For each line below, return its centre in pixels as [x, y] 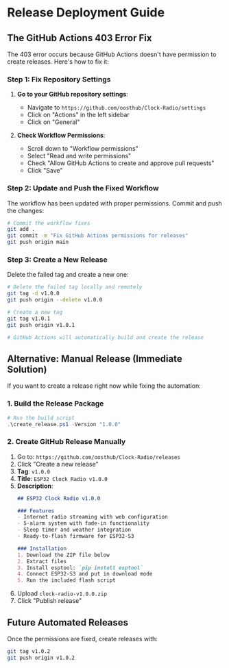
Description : [35, 486]
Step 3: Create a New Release [57, 260]
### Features [36, 511]
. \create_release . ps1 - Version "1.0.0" [64, 424]
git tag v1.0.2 [29, 651]
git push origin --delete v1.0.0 [55, 300]
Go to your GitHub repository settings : [72, 95]
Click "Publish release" [49, 601]
